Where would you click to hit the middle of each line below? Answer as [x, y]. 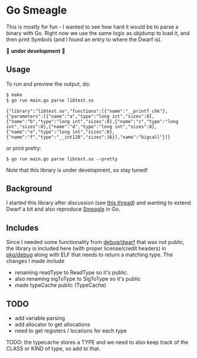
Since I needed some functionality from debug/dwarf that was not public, [95, 242]
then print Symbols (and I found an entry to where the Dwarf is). [84, 39]
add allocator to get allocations [52, 324]
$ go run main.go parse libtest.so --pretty [62, 159]
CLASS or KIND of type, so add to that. [53, 349]
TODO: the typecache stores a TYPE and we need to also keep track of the [97, 342]
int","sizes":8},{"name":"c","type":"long [125, 121]
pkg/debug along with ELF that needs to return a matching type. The [90, 255]
